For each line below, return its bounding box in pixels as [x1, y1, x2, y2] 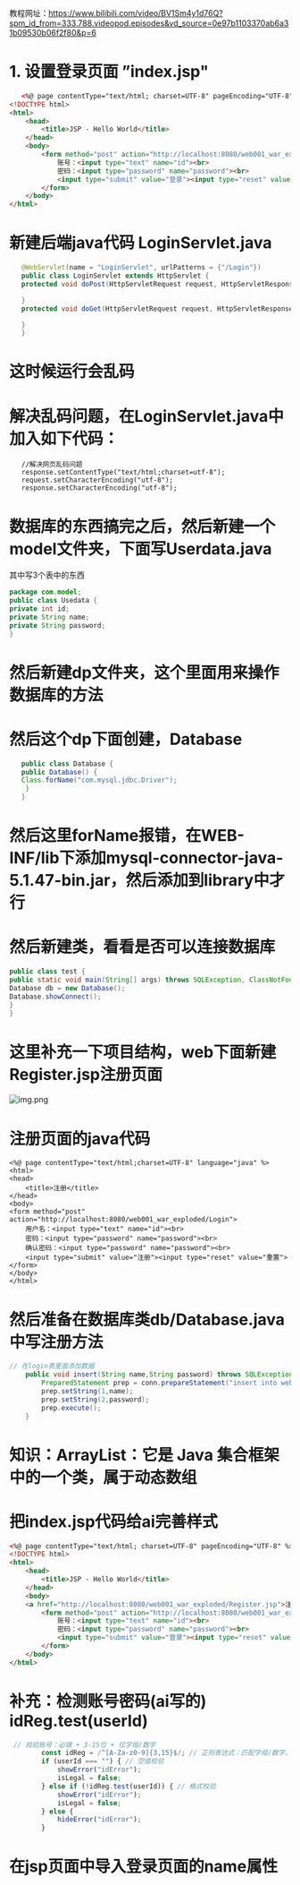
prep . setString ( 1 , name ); [41, 1386, 134, 1395]
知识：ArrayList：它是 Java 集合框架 [9, 1444, 279, 1465]
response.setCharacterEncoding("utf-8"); [21, 484, 178, 493]
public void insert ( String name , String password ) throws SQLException [25, 1370, 294, 1379]
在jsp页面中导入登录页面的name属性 [9, 1856, 279, 1877]
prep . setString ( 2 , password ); [41, 1395, 150, 1404]
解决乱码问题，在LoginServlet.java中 [9, 406, 284, 426]
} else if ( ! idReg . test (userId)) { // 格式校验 [41, 1781, 216, 1791]
